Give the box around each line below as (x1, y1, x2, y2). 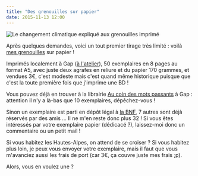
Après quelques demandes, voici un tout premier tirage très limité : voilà (6, 42, 183, 49)
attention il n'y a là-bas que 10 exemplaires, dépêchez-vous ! (6, 96, 156, 104)
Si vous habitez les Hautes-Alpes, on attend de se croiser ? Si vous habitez (6, 139, 190, 146)
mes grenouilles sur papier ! (6, 48, 74, 55)
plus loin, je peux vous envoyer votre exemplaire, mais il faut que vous (6, 145, 178, 152)
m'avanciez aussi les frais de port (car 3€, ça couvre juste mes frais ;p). (6, 151, 183, 158)
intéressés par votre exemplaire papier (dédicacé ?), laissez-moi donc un (6, 121, 186, 128)
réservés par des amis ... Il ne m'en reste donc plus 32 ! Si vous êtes (6, 114, 174, 122)
